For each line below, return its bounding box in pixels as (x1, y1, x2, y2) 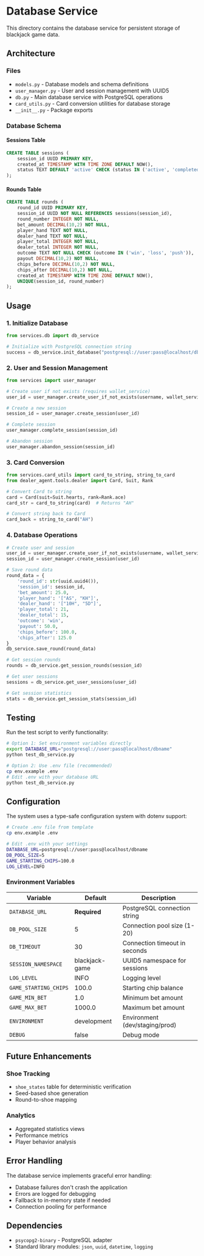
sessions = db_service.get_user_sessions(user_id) (6, 679, 137, 685)
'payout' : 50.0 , (17, 623, 59, 629)
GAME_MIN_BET (9, 994, 47, 1001)
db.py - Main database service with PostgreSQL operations (15, 93, 163, 101)
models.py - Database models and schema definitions (15, 80, 149, 87)
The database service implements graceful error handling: (6, 1172, 152, 1179)
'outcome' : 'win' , (17, 618, 64, 624)
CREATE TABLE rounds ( (6, 199, 64, 205)
